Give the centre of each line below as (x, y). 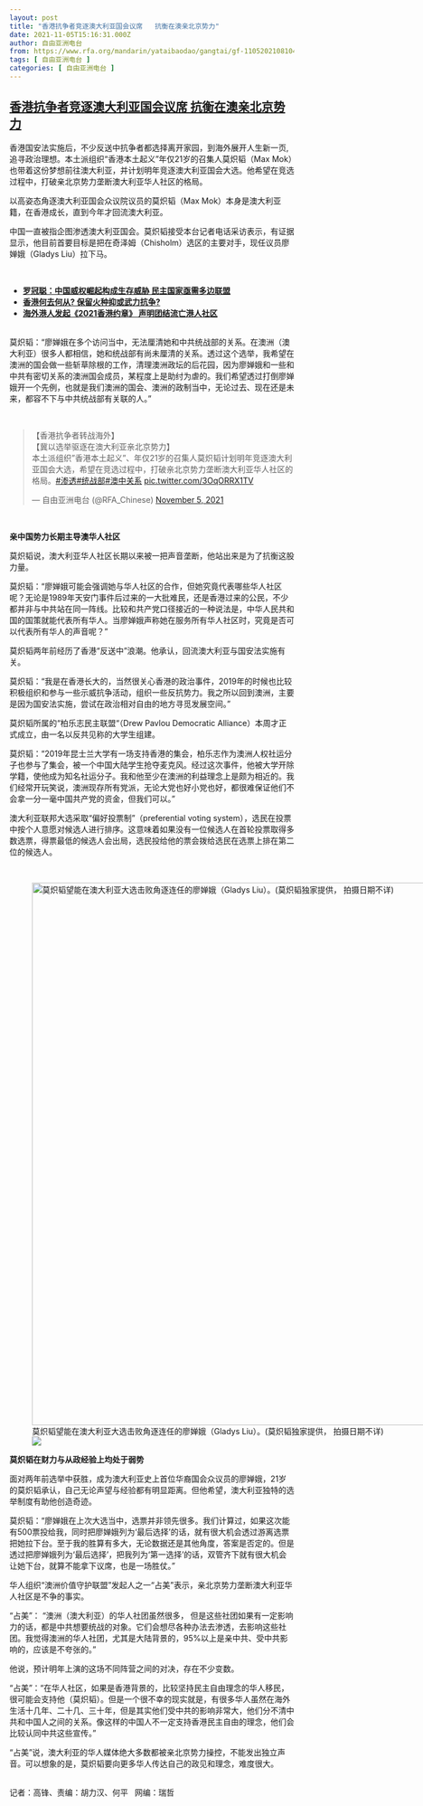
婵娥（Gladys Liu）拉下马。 (61, 253)
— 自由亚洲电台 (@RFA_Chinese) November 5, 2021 (127, 499)
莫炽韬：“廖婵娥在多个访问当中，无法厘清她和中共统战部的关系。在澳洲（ (146, 342)
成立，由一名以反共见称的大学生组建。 (88, 734)
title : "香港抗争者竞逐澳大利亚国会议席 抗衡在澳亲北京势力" (114, 26)
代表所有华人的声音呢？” (62, 631)
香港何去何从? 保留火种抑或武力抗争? (91, 302)
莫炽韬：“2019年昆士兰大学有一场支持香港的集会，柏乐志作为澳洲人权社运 (147, 753)
